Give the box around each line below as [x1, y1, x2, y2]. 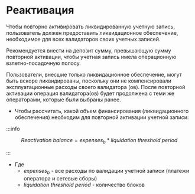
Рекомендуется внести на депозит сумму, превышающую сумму [6, 47, 171, 54]
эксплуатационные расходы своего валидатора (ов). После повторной [6, 83, 186, 90]
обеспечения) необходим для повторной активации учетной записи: [14, 113, 189, 121]
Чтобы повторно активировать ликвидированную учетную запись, [6, 23, 175, 30]
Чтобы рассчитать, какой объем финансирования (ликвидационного [14, 107, 189, 114]
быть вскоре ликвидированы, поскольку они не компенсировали [6, 77, 171, 84]
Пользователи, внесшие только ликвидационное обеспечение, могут [6, 71, 182, 78]
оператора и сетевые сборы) [23, 175, 97, 182]
